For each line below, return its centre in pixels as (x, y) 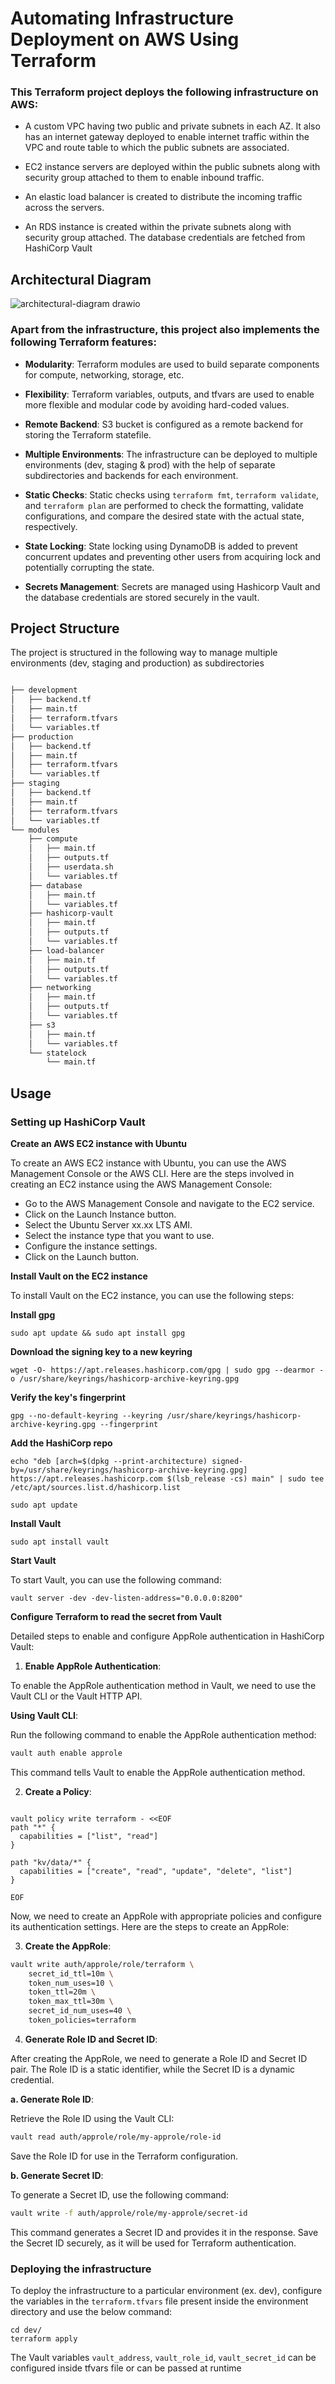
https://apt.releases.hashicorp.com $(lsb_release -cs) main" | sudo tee (167, 1478)
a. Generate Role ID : (52, 2099)
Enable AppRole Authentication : (93, 1666)
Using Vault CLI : (44, 1715)
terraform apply (44, 2339)
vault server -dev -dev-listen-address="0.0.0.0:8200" (127, 1598)
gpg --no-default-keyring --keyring (86, 1415)
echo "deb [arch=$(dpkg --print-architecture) (109, 1461)
